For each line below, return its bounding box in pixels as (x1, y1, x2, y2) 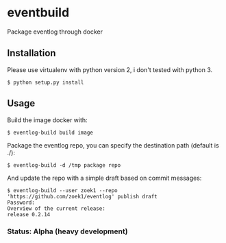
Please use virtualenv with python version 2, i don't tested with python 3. (7, 65, 213, 73)
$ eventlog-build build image (7, 129, 94, 136)
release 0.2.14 (7, 211, 51, 218)
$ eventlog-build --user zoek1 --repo (7, 187, 118, 194)
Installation (7, 47, 56, 59)
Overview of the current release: (7, 205, 106, 212)
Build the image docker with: (7, 115, 88, 124)
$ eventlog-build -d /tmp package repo (7, 161, 121, 169)
